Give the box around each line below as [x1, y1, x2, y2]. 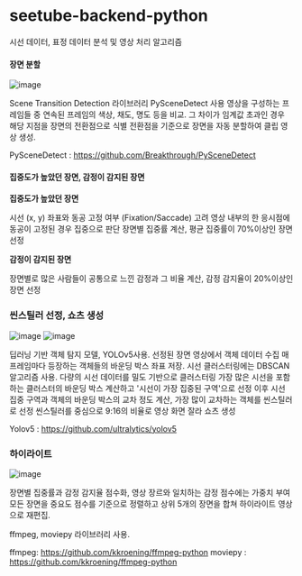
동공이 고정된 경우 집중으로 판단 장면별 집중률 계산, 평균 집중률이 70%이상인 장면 [9, 224, 293, 234]
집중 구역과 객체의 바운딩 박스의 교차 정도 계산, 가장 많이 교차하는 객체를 [9, 394, 261, 405]
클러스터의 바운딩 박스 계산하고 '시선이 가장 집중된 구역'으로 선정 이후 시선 [25, 382, 286, 393]
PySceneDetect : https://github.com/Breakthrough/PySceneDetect [9, 150, 257, 160]
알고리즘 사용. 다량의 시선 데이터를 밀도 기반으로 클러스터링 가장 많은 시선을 [9, 371, 274, 382]
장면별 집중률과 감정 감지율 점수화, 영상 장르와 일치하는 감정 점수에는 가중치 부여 [9, 487, 291, 498]
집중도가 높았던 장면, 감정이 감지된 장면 [9, 171, 145, 182]
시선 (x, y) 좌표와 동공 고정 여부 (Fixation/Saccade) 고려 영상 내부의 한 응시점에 [9, 213, 290, 224]
